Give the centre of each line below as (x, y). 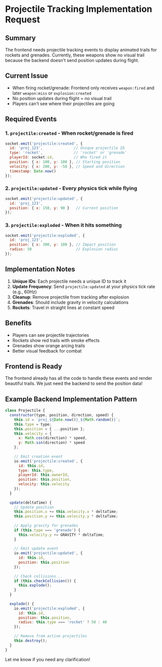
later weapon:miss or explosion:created (52, 93)
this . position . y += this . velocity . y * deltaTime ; (66, 516)
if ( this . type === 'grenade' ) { (47, 530)
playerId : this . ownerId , (44, 475)
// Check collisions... (39, 576)
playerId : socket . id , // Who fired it (58, 157)
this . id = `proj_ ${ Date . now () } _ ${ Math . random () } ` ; (67, 419)
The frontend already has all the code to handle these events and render (79, 378)
